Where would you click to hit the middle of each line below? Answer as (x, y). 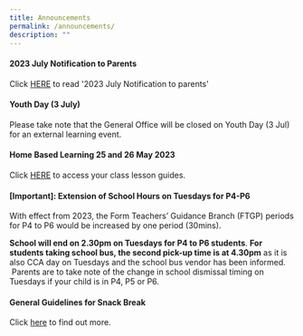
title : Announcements (50, 18)
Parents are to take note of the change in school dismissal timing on (137, 272)
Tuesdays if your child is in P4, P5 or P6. (85, 282)
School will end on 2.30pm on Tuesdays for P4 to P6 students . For (136, 243)
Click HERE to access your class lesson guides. (98, 175)
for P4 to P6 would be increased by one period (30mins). (115, 226)
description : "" (40, 34)
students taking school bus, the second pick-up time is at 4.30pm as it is (148, 253)
